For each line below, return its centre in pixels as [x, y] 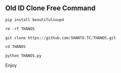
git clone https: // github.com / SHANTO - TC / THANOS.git [60, 38]
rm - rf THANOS [20, 29]
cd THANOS [16, 47]
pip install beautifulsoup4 [35, 19]
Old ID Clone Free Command [50, 8]
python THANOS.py [23, 56]
